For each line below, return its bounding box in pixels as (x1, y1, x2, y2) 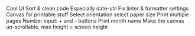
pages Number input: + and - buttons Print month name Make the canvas (6, 17, 184, 24)
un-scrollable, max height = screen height (6, 23, 108, 30)
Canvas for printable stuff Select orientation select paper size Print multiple (6, 11, 189, 18)
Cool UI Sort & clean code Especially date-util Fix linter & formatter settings (6, 5, 189, 12)
